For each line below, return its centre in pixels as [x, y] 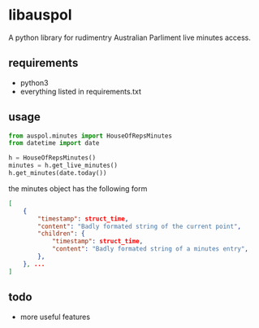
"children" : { [61, 234]
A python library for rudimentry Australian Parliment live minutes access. [130, 37]
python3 [34, 82]
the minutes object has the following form [78, 188]
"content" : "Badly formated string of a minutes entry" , [150, 249]
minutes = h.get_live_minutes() [63, 166]
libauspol [40, 15]
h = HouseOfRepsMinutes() [52, 158]
